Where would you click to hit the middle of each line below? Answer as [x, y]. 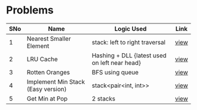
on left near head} [116, 63]
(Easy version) [47, 89]
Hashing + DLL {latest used [129, 55]
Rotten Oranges [48, 72]
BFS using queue [115, 72]
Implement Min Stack [56, 81]
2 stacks [103, 98]
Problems [30, 10]
